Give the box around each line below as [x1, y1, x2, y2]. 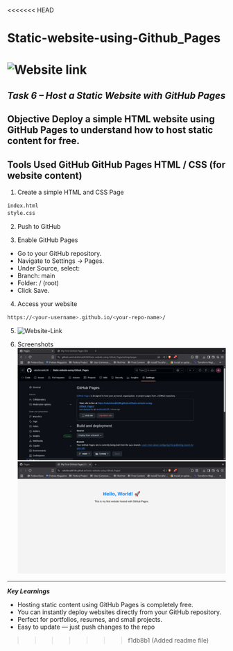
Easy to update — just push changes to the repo [17, 622, 155, 632]
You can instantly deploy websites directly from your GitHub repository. [17, 608, 222, 616]
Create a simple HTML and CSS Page [17, 188, 124, 196]
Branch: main [17, 271, 55, 280]
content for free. [7, 135, 80, 147]
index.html [7, 202, 39, 209]
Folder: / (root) [17, 278, 59, 287]
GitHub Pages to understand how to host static [7, 124, 214, 136]
